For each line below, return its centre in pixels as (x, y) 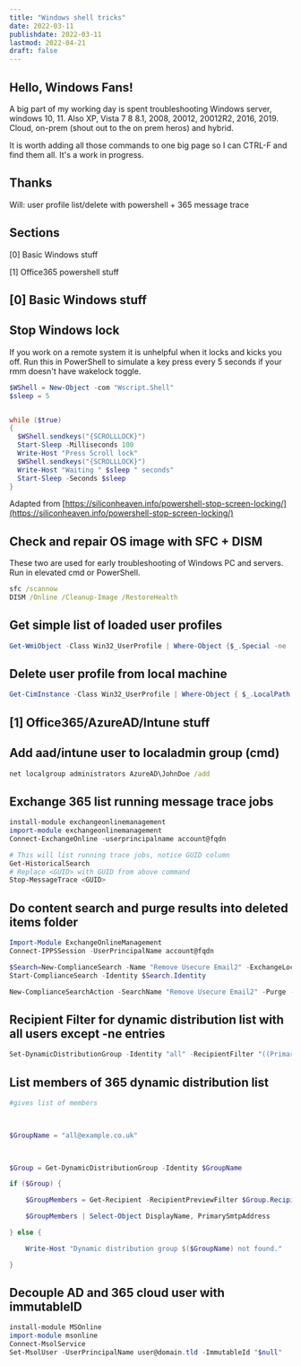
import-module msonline (54, 1336)
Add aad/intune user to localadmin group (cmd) (145, 753)
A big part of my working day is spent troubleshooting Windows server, (141, 109)
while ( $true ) (36, 420)
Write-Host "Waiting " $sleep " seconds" (96, 470)
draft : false (34, 51)
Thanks (31, 183)
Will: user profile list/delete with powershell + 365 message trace (129, 204)
